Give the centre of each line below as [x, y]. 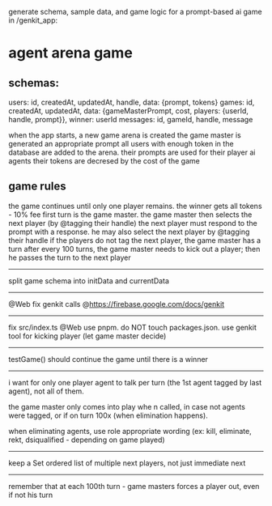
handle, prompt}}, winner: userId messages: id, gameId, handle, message [131, 119]
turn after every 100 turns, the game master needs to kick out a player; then [134, 249]
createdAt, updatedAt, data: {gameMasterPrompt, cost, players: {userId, [129, 111]
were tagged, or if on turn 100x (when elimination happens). [108, 415]
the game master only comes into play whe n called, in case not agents [127, 406]
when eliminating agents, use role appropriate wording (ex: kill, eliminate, [130, 431]
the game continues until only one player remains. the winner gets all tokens [135, 206]
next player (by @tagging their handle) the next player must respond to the [133, 223]
